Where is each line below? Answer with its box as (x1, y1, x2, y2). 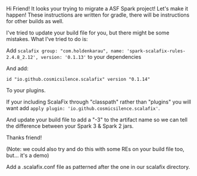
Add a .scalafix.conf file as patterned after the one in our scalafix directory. (6, 164, 190, 170)
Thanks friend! (6, 134, 42, 141)
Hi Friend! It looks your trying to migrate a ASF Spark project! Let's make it (6, 5, 189, 12)
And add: (6, 65, 29, 72)
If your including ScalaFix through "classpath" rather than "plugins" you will (6, 98, 192, 105)
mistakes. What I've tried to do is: (6, 36, 88, 42)
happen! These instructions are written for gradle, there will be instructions (6, 11, 190, 18)
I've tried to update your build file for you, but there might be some (6, 29, 170, 36)
